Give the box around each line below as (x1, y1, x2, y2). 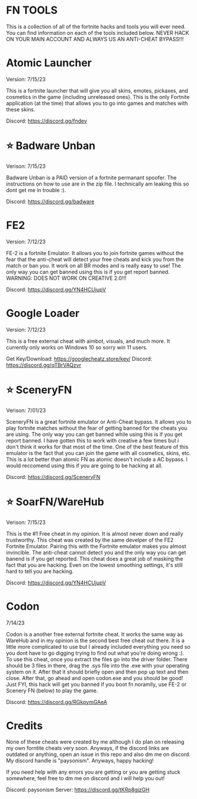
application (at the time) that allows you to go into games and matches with (6, 100, 188, 107)
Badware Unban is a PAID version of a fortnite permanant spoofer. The (6, 174, 177, 181)
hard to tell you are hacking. (6, 567, 74, 575)
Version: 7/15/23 (6, 75, 46, 82)
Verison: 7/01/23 (6, 407, 46, 414)
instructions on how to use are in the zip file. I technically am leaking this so (6, 180, 189, 187)
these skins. (6, 105, 35, 113)
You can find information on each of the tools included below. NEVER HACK (6, 29, 189, 36)
